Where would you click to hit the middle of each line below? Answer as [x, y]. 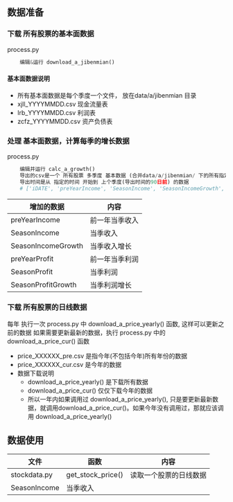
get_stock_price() [95, 474]
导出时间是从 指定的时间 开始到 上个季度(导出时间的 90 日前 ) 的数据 [104, 182]
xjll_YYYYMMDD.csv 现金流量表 [63, 104]
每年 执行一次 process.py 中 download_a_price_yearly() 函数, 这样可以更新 [113, 323]
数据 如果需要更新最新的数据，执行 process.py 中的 [92, 332]
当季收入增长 [111, 246]
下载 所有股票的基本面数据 [51, 34]
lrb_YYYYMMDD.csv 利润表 [56, 112]
